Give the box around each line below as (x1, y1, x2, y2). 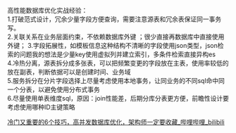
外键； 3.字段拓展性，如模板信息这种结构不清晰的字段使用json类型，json (7, 42, 218, 49)
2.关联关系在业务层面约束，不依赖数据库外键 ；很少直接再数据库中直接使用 (7, 32, 225, 41)
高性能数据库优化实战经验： (7, 6, 88, 14)
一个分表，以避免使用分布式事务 (7, 85, 100, 94)
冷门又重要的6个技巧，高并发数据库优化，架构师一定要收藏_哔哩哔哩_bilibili (7, 118, 225, 126)
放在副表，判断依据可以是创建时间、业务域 (7, 68, 131, 76)
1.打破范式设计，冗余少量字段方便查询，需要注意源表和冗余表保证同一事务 (7, 15, 222, 23)
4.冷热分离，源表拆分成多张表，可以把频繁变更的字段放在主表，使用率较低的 (7, 59, 229, 67)
